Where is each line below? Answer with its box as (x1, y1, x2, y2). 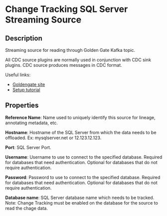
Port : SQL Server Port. (5, 144, 51, 150)
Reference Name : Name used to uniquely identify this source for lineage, (5, 114, 156, 120)
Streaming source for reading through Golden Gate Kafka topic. (5, 47, 136, 53)
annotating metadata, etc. (5, 120, 58, 126)
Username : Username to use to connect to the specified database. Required (5, 154, 163, 160)
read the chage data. (5, 205, 48, 211)
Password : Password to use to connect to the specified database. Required (5, 174, 161, 180)
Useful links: (5, 72, 31, 78)
